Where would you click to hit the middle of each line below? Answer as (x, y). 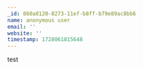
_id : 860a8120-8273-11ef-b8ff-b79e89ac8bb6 (72, 14)
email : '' (22, 26)
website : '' (25, 33)
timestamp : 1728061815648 (45, 40)
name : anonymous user (39, 20)
